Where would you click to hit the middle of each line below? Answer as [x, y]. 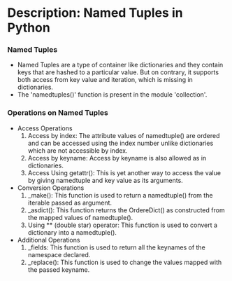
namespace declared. [59, 254]
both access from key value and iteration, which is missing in [105, 80]
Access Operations [45, 128]
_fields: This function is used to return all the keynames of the [117, 247]
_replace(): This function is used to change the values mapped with [125, 262]
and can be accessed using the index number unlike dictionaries [121, 143]
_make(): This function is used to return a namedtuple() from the [120, 195]
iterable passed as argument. [70, 203]
